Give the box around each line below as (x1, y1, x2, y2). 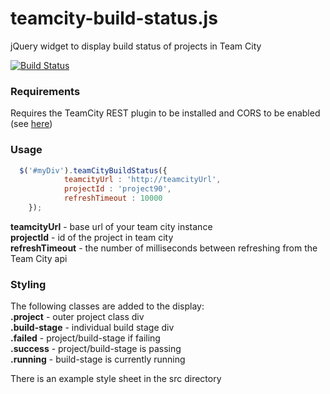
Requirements (10, 84, 81, 98)
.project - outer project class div (10, 311, 145, 323)
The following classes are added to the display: (10, 300, 205, 312)
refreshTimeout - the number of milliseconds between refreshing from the (10, 242, 318, 254)
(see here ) (10, 118, 53, 130)
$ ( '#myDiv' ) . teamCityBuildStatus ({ (19, 165, 168, 176)
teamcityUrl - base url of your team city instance (10, 220, 213, 232)
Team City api (10, 252, 68, 264)
